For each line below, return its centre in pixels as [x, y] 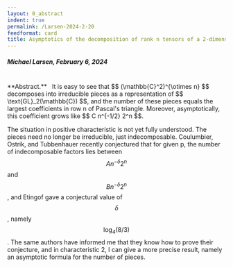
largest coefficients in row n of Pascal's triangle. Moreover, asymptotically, [114, 109]
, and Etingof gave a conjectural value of [65, 197]
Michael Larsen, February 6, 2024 [58, 61]
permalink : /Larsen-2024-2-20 [51, 26]
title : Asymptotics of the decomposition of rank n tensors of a [103, 40]
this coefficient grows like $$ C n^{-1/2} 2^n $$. [76, 116]
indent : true [26, 20]
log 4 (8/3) [116, 231]
